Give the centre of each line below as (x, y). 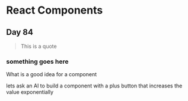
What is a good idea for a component (51, 74)
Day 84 (20, 32)
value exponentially (30, 92)
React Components (55, 10)
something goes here (38, 61)
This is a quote (39, 46)
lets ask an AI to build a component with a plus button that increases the (94, 86)
